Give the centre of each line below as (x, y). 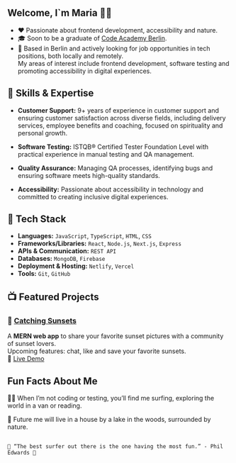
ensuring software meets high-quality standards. (89, 175)
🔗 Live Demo (26, 359)
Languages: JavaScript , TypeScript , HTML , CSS (85, 236)
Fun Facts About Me (52, 381)
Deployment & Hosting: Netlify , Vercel (76, 266)
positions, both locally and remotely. (71, 56)
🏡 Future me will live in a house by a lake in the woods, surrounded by (109, 419)
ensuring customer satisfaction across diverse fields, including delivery (122, 118)
